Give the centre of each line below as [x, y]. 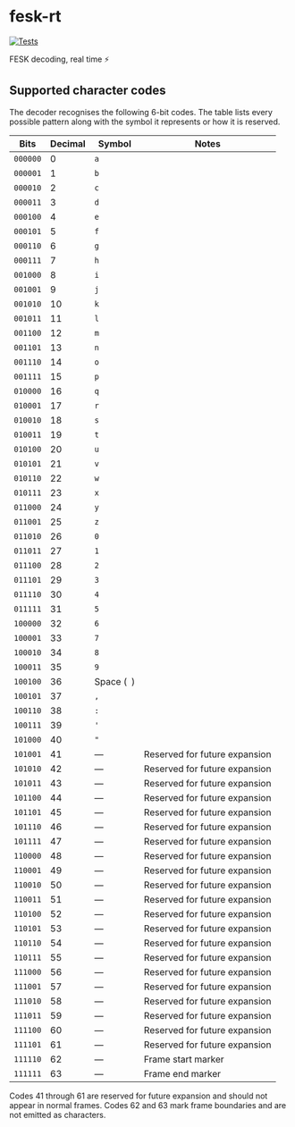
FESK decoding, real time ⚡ [59, 59]
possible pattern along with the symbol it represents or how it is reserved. [145, 122]
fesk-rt [35, 17]
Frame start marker [184, 1059]
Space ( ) [115, 681]
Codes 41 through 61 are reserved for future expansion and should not [139, 1096]
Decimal [68, 143]
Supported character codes [88, 91]
